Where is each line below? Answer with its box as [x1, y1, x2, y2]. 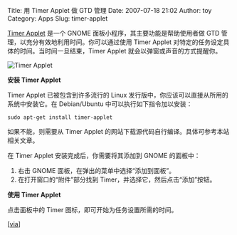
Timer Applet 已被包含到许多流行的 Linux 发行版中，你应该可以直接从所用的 [7, 91, 229, 99]
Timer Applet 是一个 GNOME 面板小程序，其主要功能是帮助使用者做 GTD [7, 29, 220, 37]
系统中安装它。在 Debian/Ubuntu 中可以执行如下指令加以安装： [7, 100, 193, 108]
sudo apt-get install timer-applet [7, 114, 113, 121]
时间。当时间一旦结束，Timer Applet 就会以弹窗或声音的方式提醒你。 [19, 47, 222, 55]
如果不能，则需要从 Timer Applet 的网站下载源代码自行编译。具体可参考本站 [7, 127, 230, 135]
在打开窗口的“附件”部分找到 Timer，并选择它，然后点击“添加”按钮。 [17, 175, 216, 184]
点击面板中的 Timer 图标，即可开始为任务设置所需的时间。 [7, 206, 178, 214]
